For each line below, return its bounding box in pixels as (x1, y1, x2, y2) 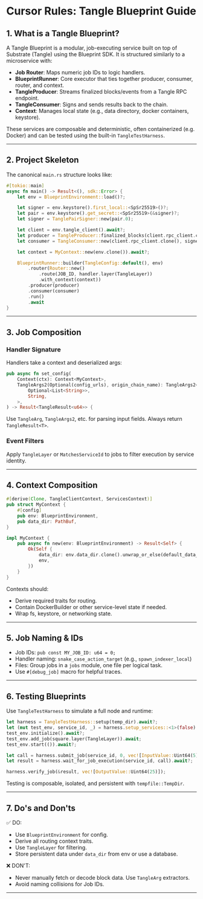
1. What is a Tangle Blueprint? (6, 28, 120, 39)
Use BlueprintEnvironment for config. (14, 831, 109, 839)
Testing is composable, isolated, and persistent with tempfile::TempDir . (6, 780, 185, 787)
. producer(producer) (28, 283, 80, 289)
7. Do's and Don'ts (6, 803, 76, 813)
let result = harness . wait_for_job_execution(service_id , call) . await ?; (6, 758, 193, 764)
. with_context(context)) (38, 277, 101, 283)
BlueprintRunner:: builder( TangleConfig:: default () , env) (17, 260, 164, 266)
